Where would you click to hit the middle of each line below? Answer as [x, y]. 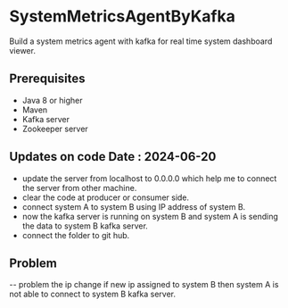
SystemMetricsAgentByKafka [123, 17]
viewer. [22, 50]
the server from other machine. [79, 187]
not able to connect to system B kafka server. [93, 294]
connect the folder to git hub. [76, 235]
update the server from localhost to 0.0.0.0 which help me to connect [149, 178]
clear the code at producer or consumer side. [106, 197]
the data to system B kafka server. [85, 226]
